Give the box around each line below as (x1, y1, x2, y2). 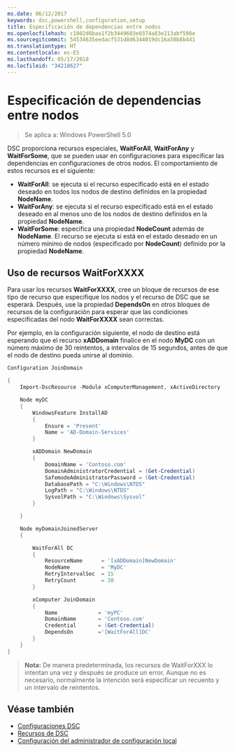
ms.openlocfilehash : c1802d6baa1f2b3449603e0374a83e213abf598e (7, 29, 196, 37)
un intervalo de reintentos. (24, 683, 101, 691)
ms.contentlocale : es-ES (7, 50, 80, 57)
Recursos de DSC (17, 729, 69, 738)
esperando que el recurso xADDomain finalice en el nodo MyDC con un (7, 336, 215, 345)
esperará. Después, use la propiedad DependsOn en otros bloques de (7, 300, 210, 308)
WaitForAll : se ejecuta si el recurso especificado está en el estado (17, 180, 209, 188)
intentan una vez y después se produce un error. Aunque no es (24, 668, 206, 676)
